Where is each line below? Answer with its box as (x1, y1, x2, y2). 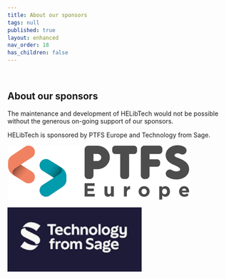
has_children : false (7, 49, 69, 56)
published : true (7, 26, 56, 34)
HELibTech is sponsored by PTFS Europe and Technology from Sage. (7, 131, 211, 139)
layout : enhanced (7, 34, 59, 41)
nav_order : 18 (7, 41, 50, 49)
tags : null (7, 19, 40, 26)
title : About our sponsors (7, 11, 88, 19)
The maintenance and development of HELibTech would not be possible (7, 109, 219, 118)
